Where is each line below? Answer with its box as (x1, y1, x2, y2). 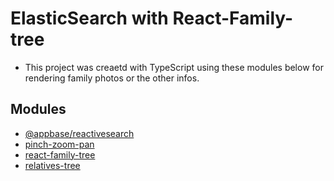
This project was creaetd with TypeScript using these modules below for (24, 61, 324, 73)
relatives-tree (24, 159, 81, 171)
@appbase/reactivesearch (24, 127, 135, 139)
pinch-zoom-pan (24, 138, 95, 150)
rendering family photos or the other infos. (24, 72, 200, 84)
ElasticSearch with (10, 7, 169, 30)
